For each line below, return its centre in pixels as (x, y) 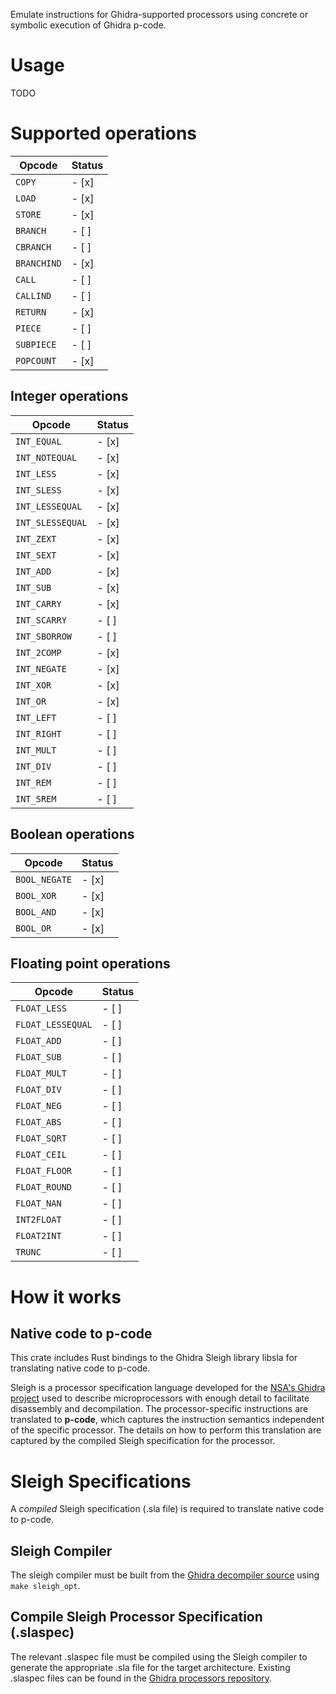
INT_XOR (33, 685)
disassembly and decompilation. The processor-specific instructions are (159, 1409)
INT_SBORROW (44, 636)
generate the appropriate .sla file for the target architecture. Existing (150, 1667)
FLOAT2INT (38, 1236)
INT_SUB (33, 587)
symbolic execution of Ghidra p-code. (88, 25)
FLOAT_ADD (38, 1041)
